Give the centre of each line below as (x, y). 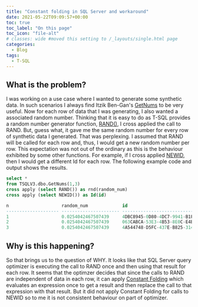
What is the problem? (46, 85)
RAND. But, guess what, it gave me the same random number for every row (97, 130)
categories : (21, 45)
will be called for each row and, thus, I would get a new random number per (98, 143)
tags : (13, 55)
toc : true (18, 22)
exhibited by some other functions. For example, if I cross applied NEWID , (95, 155)
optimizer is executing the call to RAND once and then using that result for (96, 266)
